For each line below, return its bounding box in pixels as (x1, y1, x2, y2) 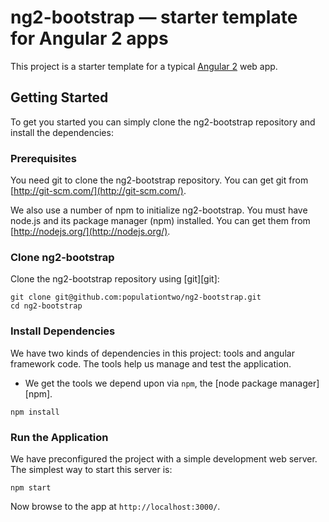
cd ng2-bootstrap (10, 301, 83, 311)
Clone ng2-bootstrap (10, 250, 115, 264)
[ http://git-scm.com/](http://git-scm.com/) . (10, 185, 187, 197)
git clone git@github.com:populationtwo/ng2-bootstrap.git (10, 292, 262, 303)
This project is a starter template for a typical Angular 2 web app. (10, 60, 278, 72)
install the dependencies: (10, 126, 114, 138)
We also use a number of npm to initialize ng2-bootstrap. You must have (10, 204, 308, 216)
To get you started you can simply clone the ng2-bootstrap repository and (10, 116, 316, 128)
